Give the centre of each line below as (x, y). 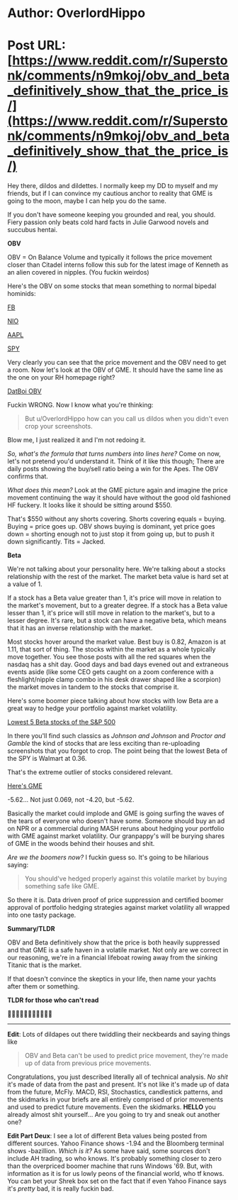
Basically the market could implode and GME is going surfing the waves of (116, 813)
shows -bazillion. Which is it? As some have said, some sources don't (109, 1151)
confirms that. (28, 476)
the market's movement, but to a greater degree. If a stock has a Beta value (118, 605)
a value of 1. (25, 584)
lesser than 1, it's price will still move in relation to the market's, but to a (111, 613)
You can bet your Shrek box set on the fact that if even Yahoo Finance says (117, 1181)
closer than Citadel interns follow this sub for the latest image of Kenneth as (118, 265)
